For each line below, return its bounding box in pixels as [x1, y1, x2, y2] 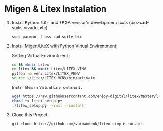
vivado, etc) [23, 24, 48, 30]
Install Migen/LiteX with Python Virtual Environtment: [11, 43, 118, 49]
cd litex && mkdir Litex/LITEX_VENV [11, 66, 86, 71]
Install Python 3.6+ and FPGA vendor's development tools [11, 20, 128, 25]
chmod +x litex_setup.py [11, 99, 62, 104]
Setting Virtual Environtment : [11, 52, 71, 58]
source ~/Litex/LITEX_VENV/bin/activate [11, 76, 95, 81]
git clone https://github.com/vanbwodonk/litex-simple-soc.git [11, 121, 143, 126]
